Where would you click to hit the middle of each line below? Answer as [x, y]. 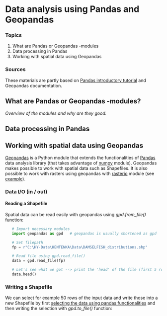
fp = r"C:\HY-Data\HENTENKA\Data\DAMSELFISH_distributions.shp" [80, 247]
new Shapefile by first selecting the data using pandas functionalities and [80, 303]
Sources [15, 70]
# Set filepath [27, 242]
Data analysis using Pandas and [72, 9]
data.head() [24, 274]
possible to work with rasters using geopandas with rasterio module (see [80, 173]
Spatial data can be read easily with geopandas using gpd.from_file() [76, 214]
